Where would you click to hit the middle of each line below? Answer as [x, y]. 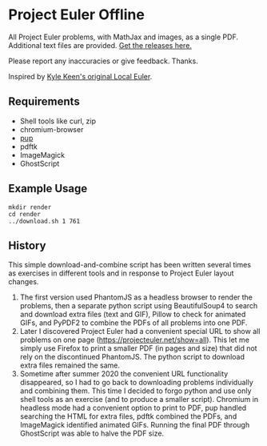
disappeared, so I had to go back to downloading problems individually [136, 383]
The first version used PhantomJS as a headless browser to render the [136, 297]
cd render [25, 214]
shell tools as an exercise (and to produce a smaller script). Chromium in [139, 400]
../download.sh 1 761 [44, 221]
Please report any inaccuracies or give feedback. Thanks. [103, 61]
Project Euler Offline [77, 15]
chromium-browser [52, 129]
